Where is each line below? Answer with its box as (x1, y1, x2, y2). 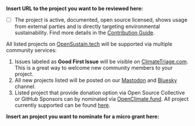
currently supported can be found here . (14, 102, 110, 109)
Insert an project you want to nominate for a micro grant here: (6, 113, 160, 120)
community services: (6, 47, 57, 54)
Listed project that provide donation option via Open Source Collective (14, 89, 185, 96)
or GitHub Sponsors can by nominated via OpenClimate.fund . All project (14, 96, 189, 103)
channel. (14, 83, 36, 90)
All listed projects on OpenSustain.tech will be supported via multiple (6, 40, 173, 47)
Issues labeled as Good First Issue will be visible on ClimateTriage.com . (14, 58, 189, 65)
